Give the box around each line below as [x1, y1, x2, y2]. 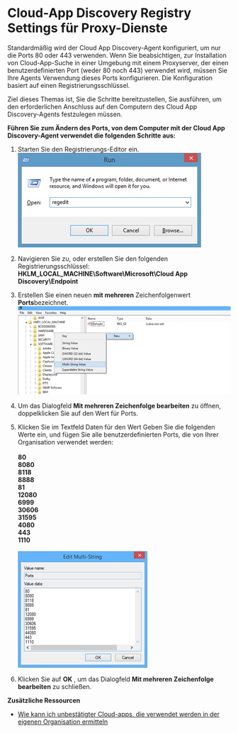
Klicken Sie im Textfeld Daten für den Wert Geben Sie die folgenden [17, 423, 215, 432]
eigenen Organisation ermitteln [17, 717, 108, 726]
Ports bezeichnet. [17, 298, 69, 306]
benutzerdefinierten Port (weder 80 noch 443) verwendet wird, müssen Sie [7, 66, 228, 74]
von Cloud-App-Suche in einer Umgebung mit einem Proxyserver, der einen [7, 58, 229, 67]
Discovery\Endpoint [17, 276, 79, 285]
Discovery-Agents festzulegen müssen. [7, 110, 123, 118]
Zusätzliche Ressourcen [7, 696, 81, 705]
